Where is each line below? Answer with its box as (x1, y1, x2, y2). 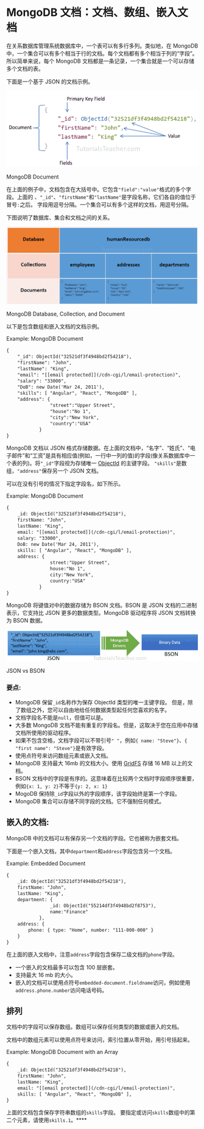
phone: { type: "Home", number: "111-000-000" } (28, 927, 154, 933)
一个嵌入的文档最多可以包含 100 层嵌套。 (15, 963, 119, 971)
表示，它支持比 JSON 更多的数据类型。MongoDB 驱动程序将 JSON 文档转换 (6, 609, 196, 617)
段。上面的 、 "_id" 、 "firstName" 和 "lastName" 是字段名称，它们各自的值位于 (6, 193, 197, 201)
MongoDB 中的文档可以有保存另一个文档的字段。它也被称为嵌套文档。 (6, 834, 183, 841)
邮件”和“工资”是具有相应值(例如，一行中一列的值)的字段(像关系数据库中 (11, 452, 190, 459)
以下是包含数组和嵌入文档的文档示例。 (6, 323, 102, 330)
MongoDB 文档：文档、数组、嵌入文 (6, 5, 188, 19)
